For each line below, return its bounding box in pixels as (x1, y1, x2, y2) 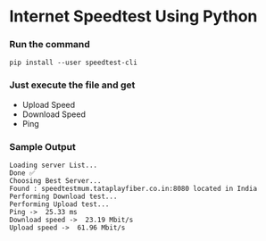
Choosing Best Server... (9, 177, 102, 186)
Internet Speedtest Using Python (9, 6, 258, 27)
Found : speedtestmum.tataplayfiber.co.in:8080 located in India (9, 185, 257, 194)
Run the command (9, 38, 91, 51)
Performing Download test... (9, 192, 118, 202)
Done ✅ (9, 169, 36, 178)
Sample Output (9, 140, 76, 153)
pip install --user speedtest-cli (9, 58, 138, 68)
